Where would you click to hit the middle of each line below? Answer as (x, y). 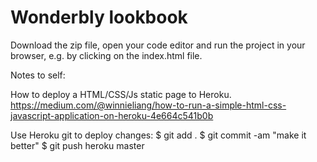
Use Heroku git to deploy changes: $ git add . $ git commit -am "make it (158, 135)
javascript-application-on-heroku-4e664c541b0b (112, 115)
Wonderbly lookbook (99, 17)
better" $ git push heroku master (77, 145)
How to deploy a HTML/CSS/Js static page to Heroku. (121, 94)
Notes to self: (38, 75)
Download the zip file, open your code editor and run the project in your (158, 45)
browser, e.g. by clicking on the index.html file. (106, 55)
